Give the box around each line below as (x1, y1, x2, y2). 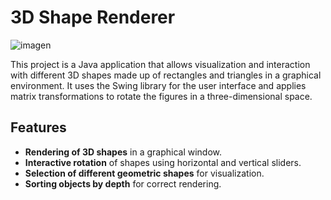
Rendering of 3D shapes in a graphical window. (24, 146, 223, 158)
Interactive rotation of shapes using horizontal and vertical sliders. (24, 156, 302, 168)
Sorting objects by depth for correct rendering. (24, 177, 222, 190)
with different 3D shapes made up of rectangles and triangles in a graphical (10, 69, 322, 81)
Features (10, 119, 67, 136)
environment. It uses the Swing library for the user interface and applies (10, 79, 307, 91)
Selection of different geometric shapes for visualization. (24, 167, 265, 179)
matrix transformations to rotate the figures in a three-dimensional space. (10, 90, 313, 102)
